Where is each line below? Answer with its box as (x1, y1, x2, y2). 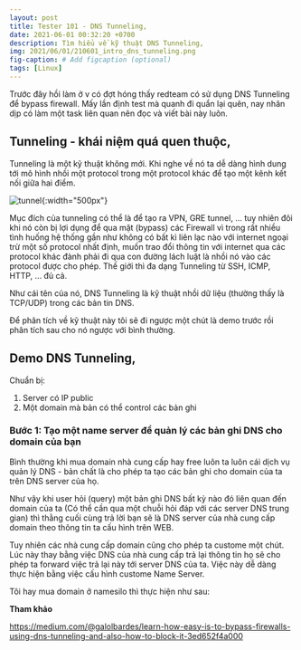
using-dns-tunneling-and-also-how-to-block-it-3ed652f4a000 (9, 630, 244, 641)
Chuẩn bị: (9, 375, 45, 386)
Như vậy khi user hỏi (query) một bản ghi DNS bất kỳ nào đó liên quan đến (9, 492, 287, 503)
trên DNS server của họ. (9, 475, 99, 486)
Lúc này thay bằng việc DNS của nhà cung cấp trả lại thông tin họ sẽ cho (9, 549, 281, 559)
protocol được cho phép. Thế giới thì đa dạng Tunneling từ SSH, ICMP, (9, 260, 271, 272)
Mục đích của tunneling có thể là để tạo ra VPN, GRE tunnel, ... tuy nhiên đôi (9, 212, 294, 223)
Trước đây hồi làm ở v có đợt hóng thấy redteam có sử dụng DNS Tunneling (9, 88, 291, 100)
